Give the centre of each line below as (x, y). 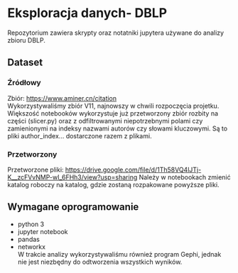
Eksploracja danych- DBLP (87, 13)
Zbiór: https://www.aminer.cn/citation (62, 98)
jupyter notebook (43, 231)
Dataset (25, 63)
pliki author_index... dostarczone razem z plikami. (80, 135)
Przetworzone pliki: (36, 169)
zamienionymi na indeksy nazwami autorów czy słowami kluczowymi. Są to (118, 128)
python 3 (31, 224)
